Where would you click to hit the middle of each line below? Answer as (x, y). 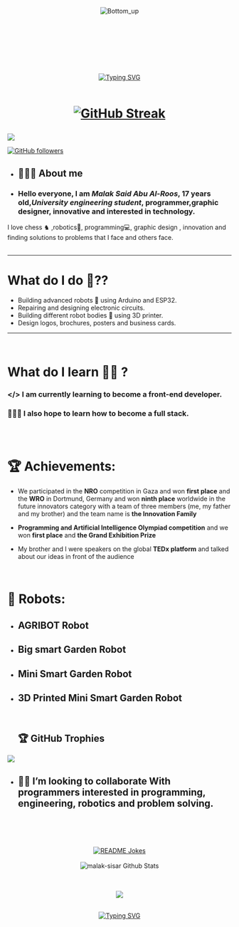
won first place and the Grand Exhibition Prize (87, 535)
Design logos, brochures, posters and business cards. (97, 323)
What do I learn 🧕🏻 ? (68, 372)
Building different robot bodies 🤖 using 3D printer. (90, 315)
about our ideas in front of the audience (76, 557)
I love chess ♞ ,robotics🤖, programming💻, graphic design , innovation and (117, 227)
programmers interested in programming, (112, 792)
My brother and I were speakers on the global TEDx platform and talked (123, 549)
